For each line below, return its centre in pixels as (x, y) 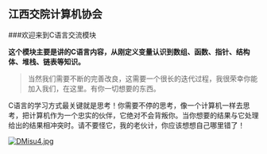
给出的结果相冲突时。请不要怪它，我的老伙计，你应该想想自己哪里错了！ (126, 125)
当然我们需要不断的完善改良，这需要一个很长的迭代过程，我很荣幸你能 (143, 79)
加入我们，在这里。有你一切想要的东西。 (94, 88)
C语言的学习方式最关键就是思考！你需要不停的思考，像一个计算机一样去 (126, 105)
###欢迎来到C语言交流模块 (52, 35)
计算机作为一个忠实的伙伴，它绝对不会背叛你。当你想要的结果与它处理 (144, 115)
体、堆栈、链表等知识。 (46, 61)
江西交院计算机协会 (55, 14)
